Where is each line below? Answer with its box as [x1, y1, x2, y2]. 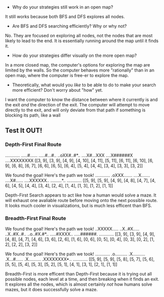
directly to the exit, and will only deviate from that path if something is [5, 107, 146, 113]
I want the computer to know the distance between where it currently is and [5, 97, 158, 102]
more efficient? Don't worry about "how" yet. [12, 87, 103, 93]
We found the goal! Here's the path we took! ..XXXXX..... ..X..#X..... [5, 225, 140, 232]
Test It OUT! [5, 126, 43, 135]
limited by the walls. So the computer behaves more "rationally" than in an [5, 67, 155, 73]
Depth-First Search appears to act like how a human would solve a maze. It [5, 192, 157, 198]
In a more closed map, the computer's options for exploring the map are [5, 62, 150, 68]
